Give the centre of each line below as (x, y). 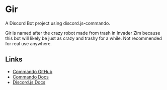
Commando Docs (30, 77)
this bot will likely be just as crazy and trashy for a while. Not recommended (84, 38)
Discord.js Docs (29, 82)
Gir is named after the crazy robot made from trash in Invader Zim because (83, 33)
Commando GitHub (32, 71)
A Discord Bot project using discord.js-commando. (58, 23)
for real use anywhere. (28, 43)
